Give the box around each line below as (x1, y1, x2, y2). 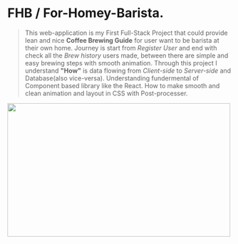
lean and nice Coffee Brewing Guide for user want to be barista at (24, 36, 219, 44)
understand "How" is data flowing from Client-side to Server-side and (24, 66, 232, 75)
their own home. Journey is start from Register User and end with (24, 43, 217, 52)
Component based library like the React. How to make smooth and (24, 81, 220, 90)
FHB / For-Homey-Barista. (7, 5, 164, 21)
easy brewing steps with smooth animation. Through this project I (24, 58, 217, 67)
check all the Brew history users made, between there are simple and (24, 51, 229, 60)
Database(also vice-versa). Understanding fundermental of (24, 73, 200, 83)
